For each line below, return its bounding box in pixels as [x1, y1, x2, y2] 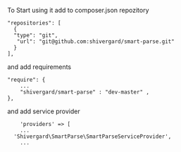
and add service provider [7, 107, 80, 115]
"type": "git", [13, 32, 58, 39]
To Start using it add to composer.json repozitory [7, 6, 149, 14]
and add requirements [7, 63, 72, 71]
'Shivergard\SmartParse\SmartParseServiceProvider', [13, 133, 172, 140]
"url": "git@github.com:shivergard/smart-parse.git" [16, 38, 175, 45]
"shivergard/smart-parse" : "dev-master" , [20, 89, 150, 96]
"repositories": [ [7, 20, 61, 27]
